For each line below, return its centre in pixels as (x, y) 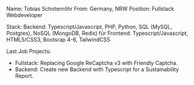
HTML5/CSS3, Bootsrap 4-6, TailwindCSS (58, 39)
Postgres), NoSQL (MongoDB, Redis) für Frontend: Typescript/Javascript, (97, 33)
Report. (24, 76)
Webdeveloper (24, 15)
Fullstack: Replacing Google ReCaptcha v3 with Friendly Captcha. (96, 63)
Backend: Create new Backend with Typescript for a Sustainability (97, 69)
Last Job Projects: (29, 51)
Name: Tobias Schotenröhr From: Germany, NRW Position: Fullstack (90, 9)
